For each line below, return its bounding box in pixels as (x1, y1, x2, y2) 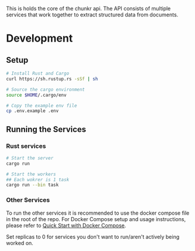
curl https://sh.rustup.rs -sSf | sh (6, 76, 98, 82)
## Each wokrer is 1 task (6, 177, 69, 182)
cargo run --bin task (6, 182, 59, 188)
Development (6, 32, 73, 45)
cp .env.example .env (6, 108, 59, 114)
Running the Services (6, 124, 87, 134)
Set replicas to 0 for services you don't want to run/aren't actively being (6, 233, 180, 240)
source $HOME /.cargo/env (6, 92, 67, 98)
